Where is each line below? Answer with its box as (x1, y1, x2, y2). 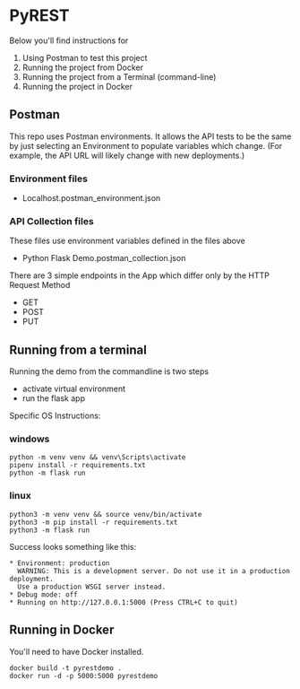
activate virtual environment (21, 383, 126, 395)
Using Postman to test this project (21, 52, 148, 63)
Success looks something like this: (9, 541, 137, 552)
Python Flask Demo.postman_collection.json (21, 253, 186, 264)
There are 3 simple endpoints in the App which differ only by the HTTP (9, 270, 270, 281)
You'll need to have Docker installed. (9, 646, 144, 657)
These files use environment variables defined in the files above (9, 235, 245, 247)
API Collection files (9, 214, 94, 227)
